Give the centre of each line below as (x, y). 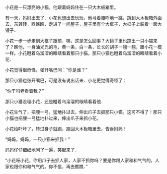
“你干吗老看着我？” (25, 91)
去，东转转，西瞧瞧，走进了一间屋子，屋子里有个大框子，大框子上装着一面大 (83, 24)
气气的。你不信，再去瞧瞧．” (59, 167)
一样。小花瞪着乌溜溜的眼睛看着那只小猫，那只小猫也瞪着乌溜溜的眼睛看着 (81, 53)
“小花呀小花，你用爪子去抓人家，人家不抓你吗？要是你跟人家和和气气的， (80, 160)
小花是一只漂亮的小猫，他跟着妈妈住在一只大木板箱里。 (62, 7)
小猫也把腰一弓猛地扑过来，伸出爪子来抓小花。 (53, 118)
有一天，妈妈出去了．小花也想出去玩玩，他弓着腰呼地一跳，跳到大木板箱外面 (83, 18)
